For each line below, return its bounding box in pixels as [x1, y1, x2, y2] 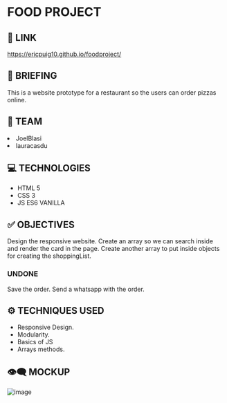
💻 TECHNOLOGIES [7, 162, 91, 174]
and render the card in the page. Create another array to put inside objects [7, 245, 220, 253]
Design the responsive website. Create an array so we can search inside [7, 237, 213, 245]
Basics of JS [17, 338, 53, 346]
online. [7, 95, 26, 104]
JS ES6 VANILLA [17, 198, 65, 207]
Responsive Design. [17, 323, 74, 332]
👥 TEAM [7, 115, 43, 128]
